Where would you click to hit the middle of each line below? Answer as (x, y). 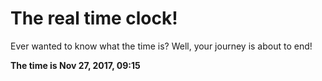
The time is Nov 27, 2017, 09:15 (75, 65)
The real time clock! (94, 18)
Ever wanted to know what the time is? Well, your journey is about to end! (161, 46)
